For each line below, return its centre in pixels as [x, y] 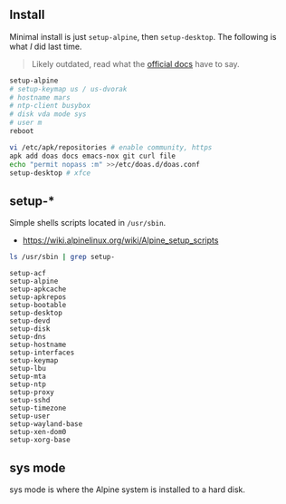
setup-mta [28, 377]
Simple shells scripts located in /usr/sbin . [88, 223]
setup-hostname [38, 345]
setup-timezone [38, 408]
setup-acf [28, 274]
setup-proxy [32, 393]
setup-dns [28, 337]
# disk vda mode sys [48, 114]
